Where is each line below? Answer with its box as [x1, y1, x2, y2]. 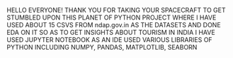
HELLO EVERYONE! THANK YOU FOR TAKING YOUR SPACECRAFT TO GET [6, 6, 226, 14]
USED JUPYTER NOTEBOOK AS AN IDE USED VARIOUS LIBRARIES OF [6, 36, 213, 44]
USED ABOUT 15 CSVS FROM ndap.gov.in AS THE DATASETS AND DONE [6, 21, 221, 29]
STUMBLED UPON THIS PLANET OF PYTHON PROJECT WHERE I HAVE [6, 13, 217, 22]
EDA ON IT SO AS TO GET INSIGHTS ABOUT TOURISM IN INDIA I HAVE [6, 28, 215, 36]
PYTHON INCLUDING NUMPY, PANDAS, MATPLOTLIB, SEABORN [6, 43, 198, 51]
